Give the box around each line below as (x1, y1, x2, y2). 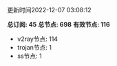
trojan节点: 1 (17, 44, 52, 51)
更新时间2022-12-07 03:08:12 (7, 6, 92, 14)
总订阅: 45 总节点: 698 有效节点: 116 (7, 20, 110, 29)
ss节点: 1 (17, 52, 43, 60)
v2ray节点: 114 (17, 35, 58, 43)
